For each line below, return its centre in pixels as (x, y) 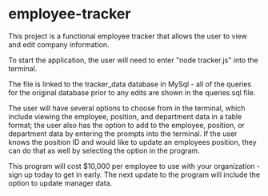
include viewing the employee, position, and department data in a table (125, 116)
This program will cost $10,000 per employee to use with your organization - (134, 166)
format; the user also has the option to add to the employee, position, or (127, 125)
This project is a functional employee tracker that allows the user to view (128, 36)
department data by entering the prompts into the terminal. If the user (123, 134)
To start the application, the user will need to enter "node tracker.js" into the (133, 60)
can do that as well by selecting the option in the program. (104, 150)
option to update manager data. (60, 183)
